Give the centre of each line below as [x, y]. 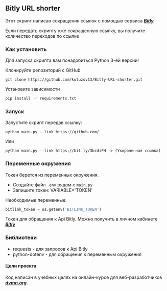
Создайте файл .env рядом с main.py [53, 185]
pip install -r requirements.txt [41, 99]
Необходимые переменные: [36, 200]
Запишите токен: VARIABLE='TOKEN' [53, 190]
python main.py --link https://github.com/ [52, 132]
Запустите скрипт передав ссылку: [44, 123]
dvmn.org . [17, 282]
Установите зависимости [33, 89]
